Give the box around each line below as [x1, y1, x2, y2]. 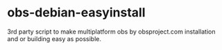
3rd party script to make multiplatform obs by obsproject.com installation [7, 27, 216, 36]
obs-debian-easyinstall [7, 5, 146, 21]
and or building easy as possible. [7, 34, 102, 42]
